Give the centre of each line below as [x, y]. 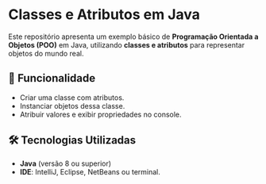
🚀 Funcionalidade [52, 78]
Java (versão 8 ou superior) [66, 163]
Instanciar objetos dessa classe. [72, 105]
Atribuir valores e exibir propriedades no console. [100, 114]
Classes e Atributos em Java [104, 15]
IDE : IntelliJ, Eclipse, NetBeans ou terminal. [90, 171]
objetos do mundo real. [46, 53]
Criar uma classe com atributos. [72, 98]
